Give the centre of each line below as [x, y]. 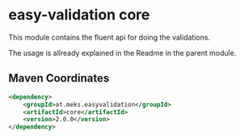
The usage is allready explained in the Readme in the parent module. [122, 53]
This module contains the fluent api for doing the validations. [109, 37]
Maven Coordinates [59, 78]
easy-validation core [79, 15]
